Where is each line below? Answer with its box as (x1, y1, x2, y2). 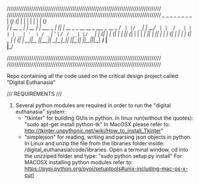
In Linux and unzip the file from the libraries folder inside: (24, 140, 165, 146)
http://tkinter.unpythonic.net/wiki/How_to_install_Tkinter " (24, 127, 164, 134)
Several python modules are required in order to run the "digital (15, 102, 171, 109)
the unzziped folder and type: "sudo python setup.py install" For (24, 152, 182, 160)
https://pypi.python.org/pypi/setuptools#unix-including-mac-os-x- (24, 165, 188, 172)
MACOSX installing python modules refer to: (24, 159, 133, 166)
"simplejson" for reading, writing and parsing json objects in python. (24, 133, 192, 141)
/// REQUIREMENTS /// (7, 91, 62, 97)
